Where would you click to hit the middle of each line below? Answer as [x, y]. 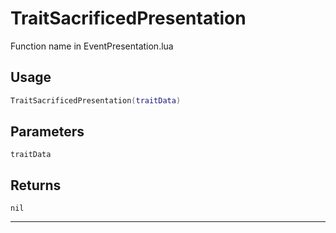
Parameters [47, 132]
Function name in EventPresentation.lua [92, 46]
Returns [36, 185]
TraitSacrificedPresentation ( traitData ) [96, 100]
